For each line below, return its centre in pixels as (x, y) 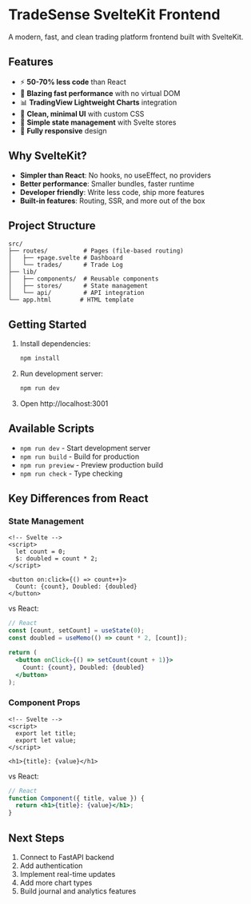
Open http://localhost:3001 (64, 403)
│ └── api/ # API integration (77, 293)
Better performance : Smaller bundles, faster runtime (107, 183)
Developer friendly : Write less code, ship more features (112, 192)
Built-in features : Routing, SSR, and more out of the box (112, 201)
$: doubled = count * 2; (57, 559)
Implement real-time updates (68, 874)
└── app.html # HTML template (71, 300)
